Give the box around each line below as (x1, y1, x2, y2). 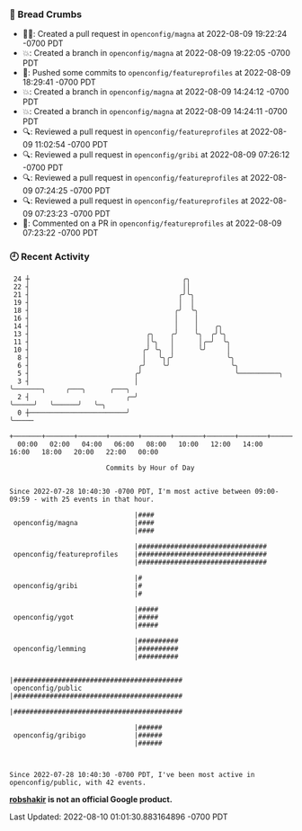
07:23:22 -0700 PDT (22, 228, 99, 238)
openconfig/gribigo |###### (13, 730, 164, 740)
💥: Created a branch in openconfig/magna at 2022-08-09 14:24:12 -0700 (22, 86, 289, 97)
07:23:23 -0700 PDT (34, 209, 111, 219)
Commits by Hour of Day (105, 463, 195, 472)
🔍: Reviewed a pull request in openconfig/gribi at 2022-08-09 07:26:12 (22, 149, 290, 160)
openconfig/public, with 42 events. (9, 778, 147, 787)
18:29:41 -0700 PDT (22, 76, 96, 88)
